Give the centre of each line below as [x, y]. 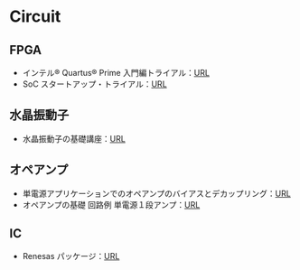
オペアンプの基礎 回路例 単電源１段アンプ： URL [111, 204]
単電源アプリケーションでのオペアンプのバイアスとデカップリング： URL [156, 193]
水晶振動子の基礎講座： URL [74, 138]
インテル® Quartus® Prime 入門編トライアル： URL [116, 73]
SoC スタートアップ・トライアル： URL [94, 84]
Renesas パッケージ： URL [71, 256]
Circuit [35, 17]
